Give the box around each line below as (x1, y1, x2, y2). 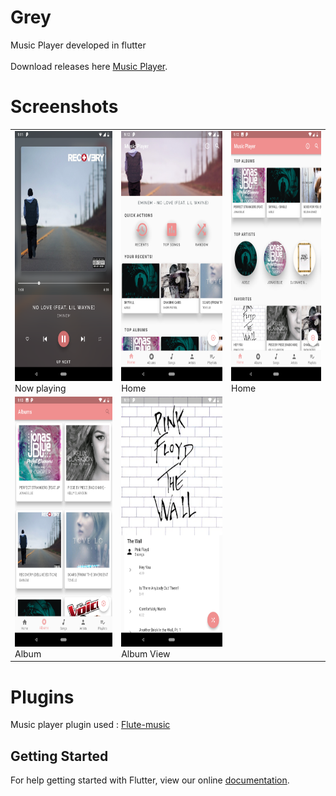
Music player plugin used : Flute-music (10, 719, 171, 731)
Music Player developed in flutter (10, 39, 147, 51)
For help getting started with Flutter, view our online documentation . (10, 774, 290, 786)
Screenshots (10, 96, 119, 118)
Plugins (10, 686, 75, 708)
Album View (121, 647, 171, 660)
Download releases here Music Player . (10, 60, 168, 72)
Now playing (14, 382, 67, 394)
